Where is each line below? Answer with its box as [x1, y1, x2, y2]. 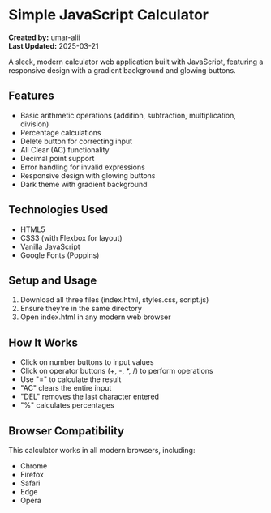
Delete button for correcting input [19, 136, 132, 146]
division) [19, 119, 49, 129]
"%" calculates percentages [19, 400, 115, 410]
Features [8, 89, 54, 103]
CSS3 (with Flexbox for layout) [19, 233, 123, 242]
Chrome [19, 461, 48, 471]
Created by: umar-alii [8, 32, 80, 42]
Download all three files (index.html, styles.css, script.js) [19, 295, 209, 305]
